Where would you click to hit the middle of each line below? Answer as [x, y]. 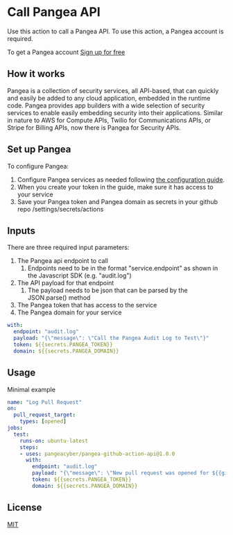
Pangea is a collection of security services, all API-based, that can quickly [113, 90]
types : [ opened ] [43, 422]
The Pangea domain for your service [69, 312]
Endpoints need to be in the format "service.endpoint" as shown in [123, 269]
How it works [36, 74]
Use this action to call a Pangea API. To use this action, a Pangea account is [115, 31]
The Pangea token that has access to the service [87, 305]
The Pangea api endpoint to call [63, 261]
